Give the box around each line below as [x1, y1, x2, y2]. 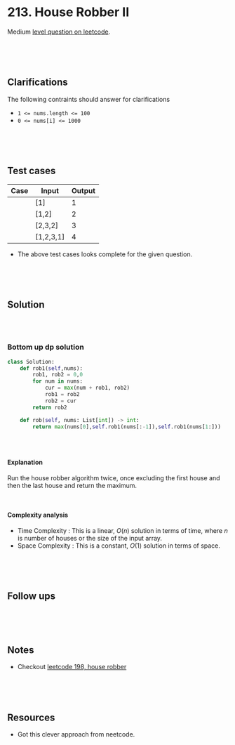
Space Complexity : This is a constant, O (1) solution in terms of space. [17, 541, 221, 550]
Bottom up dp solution [7, 342, 84, 352]
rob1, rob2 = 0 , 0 [32, 371, 83, 378]
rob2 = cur [44, 397, 77, 404]
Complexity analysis [7, 510, 69, 520]
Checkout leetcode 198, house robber [17, 663, 127, 671]
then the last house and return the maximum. [7, 481, 137, 489]
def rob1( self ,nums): [20, 364, 83, 372]
